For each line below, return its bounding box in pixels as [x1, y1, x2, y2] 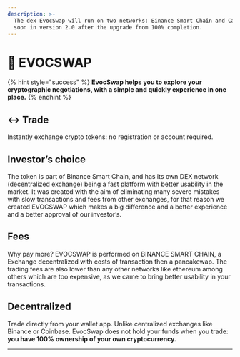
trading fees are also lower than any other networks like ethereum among [7, 264, 224, 273]
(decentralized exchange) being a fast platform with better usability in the [7, 180, 224, 188]
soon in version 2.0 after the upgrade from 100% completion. [14, 24, 203, 31]
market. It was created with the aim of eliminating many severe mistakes [7, 187, 220, 196]
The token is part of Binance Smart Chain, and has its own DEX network [7, 172, 219, 180]
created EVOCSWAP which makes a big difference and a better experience [7, 202, 228, 211]
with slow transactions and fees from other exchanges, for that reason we [7, 195, 225, 203]
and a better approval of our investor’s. [7, 209, 122, 218]
